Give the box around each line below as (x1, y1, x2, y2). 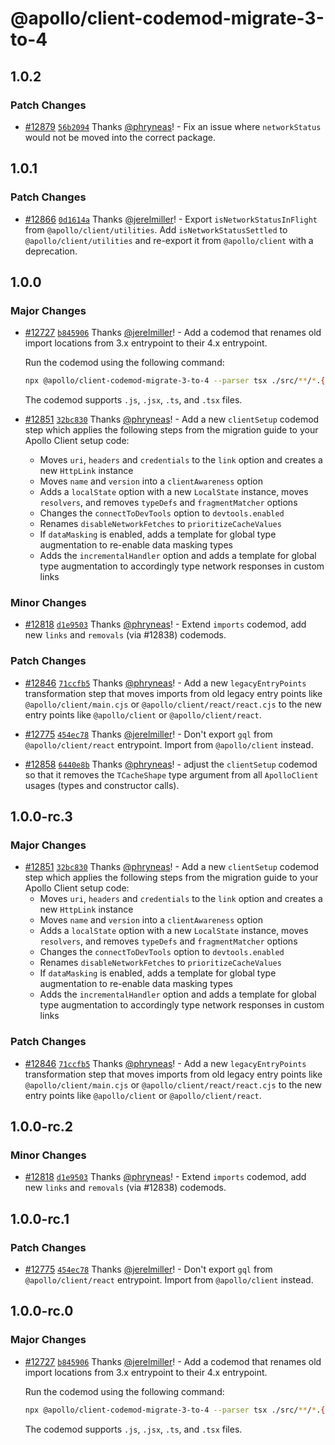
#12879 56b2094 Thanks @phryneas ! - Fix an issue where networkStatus (24, 120, 322, 132)
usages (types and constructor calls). (24, 779, 180, 791)
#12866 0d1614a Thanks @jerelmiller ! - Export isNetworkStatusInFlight (24, 213, 318, 225)
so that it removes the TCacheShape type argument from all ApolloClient (24, 768, 319, 781)
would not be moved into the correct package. (24, 131, 216, 143)
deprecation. (24, 245, 78, 257)
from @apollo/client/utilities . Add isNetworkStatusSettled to (24, 223, 288, 236)
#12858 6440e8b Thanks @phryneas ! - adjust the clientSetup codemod (24, 758, 318, 770)
